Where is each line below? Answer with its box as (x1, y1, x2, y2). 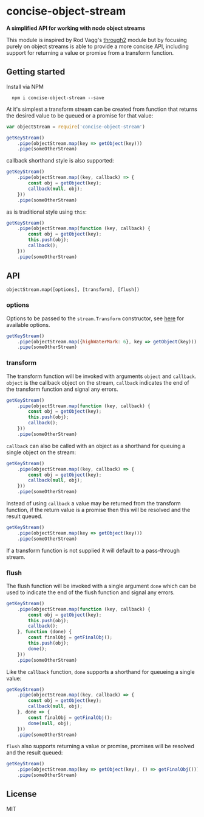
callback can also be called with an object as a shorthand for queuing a (6, 442, 186, 449)
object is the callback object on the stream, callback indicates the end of (6, 379, 189, 386)
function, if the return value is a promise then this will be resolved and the (6, 507, 191, 514)
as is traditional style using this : (6, 208, 87, 216)
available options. (6, 321, 50, 328)
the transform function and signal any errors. (6, 385, 118, 393)
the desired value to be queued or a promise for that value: (6, 111, 154, 119)
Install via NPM (6, 83, 44, 90)
